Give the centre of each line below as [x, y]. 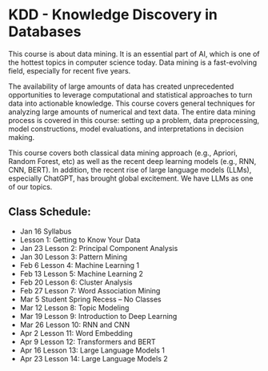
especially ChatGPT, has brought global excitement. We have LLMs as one [131, 178]
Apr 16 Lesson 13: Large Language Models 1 [92, 350]
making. [22, 137]
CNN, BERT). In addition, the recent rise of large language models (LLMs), [130, 170]
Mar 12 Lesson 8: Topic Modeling [74, 307]
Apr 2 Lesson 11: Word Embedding [76, 333]
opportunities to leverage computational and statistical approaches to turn [130, 94]
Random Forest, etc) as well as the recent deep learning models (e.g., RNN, [132, 161]
